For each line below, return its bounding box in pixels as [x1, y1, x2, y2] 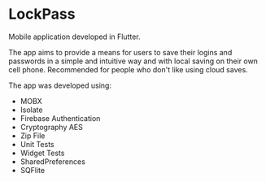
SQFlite [20, 165, 46, 175]
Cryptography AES [20, 122, 84, 132]
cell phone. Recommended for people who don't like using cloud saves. [8, 64, 248, 74]
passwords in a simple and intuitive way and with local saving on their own [8, 56, 259, 66]
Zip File [20, 131, 46, 141]
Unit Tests [20, 139, 55, 149]
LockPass [8, 5, 76, 24]
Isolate [20, 105, 43, 115]
